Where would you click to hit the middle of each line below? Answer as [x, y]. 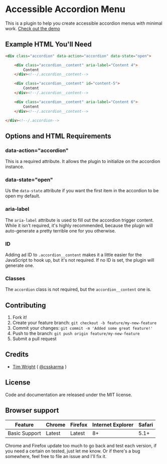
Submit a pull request [34, 339]
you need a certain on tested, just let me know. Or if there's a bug [73, 451]
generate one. [20, 265]
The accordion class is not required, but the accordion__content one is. [78, 289]
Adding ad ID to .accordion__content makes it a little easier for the [73, 255]
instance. [15, 167]
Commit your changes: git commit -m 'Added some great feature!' [82, 328]
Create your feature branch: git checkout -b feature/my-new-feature [85, 323]
